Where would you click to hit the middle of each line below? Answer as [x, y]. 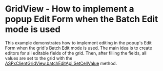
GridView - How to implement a [70, 9]
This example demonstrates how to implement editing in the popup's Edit [79, 43]
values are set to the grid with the [39, 58]
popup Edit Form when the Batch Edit [81, 19]
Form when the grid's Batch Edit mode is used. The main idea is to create [79, 48]
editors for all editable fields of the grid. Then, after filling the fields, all [76, 53]
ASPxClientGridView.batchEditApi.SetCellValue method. [61, 63]
